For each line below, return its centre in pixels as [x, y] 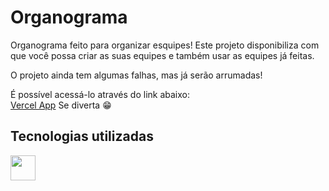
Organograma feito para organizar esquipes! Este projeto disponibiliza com [165, 45]
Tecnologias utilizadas [82, 136]
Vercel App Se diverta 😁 [61, 105]
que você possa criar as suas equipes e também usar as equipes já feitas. [162, 55]
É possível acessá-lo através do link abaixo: [100, 94]
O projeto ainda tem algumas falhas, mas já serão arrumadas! [136, 75]
